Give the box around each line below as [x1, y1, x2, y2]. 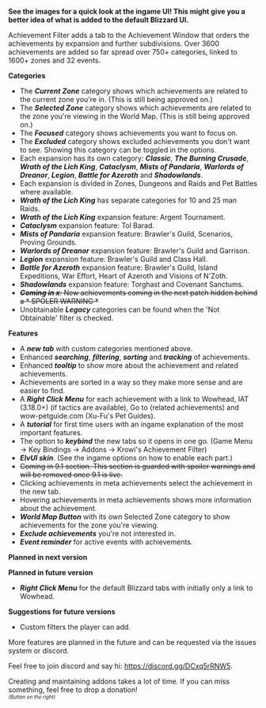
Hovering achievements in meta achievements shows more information [19, 495, 252, 505]
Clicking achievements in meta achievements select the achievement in [19, 479, 253, 487]
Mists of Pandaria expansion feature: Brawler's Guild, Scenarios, [19, 229, 234, 238]
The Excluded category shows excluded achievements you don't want [19, 137, 250, 146]
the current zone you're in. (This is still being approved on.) [19, 95, 214, 104]
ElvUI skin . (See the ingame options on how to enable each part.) [19, 453, 234, 462]
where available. [19, 187, 74, 196]
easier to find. [19, 386, 66, 395]
